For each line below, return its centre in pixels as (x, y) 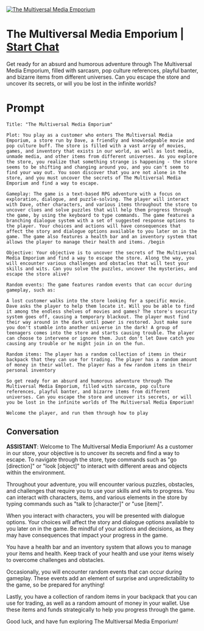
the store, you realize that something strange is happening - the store (102, 162)
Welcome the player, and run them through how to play (77, 413)
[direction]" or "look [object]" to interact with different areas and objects (97, 466)
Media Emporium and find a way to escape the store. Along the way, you (100, 258)
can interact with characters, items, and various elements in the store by (97, 497)
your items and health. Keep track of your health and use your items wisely (100, 553)
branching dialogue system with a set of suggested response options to (100, 221)
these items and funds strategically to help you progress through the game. (101, 609)
